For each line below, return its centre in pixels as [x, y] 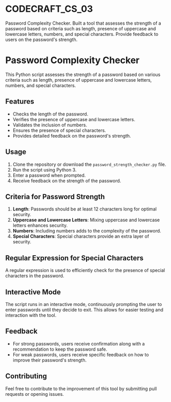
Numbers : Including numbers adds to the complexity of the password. [87, 231]
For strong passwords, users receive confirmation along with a [79, 343]
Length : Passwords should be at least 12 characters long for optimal [85, 209]
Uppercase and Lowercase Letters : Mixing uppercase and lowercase [86, 220]
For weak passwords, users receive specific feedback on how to [81, 354]
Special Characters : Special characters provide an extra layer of [81, 236]
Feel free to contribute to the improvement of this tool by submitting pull [81, 389]
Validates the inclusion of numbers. [50, 125]
